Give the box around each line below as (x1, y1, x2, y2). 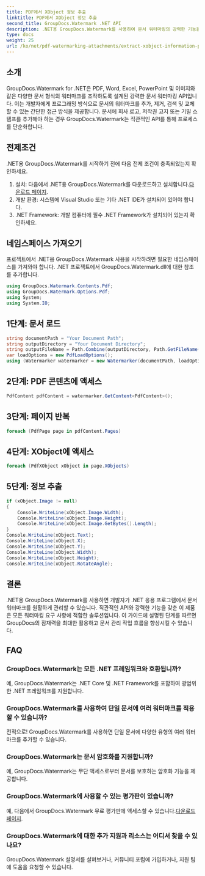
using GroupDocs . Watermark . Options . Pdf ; (6, 289, 111, 295)
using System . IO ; (6, 300, 51, 306)
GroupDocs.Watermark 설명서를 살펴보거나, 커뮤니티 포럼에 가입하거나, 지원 (6, 856, 189, 863)
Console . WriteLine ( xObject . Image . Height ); (17, 515, 127, 521)
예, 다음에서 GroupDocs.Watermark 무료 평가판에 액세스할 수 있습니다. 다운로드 (6, 807, 196, 814)
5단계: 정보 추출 (6, 481, 62, 492)
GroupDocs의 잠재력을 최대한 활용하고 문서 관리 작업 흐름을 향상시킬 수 (6, 619, 176, 627)
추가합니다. (12, 271, 40, 278)
